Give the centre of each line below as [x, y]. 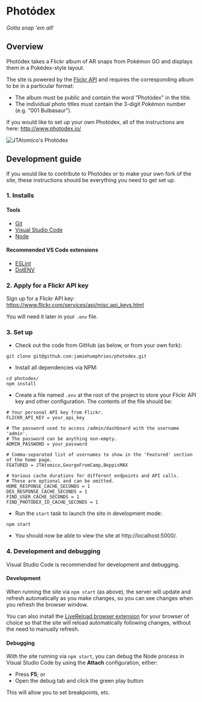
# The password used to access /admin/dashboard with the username [93, 428]
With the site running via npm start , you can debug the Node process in [95, 656]
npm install [21, 384]
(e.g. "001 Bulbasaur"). [43, 110]
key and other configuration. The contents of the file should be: [94, 402]
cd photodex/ [23, 379]
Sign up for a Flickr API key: [41, 299]
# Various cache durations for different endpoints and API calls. [93, 476]
